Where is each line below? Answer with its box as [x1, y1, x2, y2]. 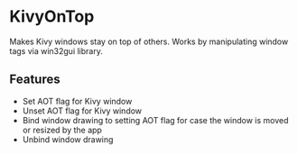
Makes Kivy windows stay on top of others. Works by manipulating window [9, 36, 289, 47]
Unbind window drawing [22, 133, 114, 145]
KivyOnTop [9, 6, 95, 27]
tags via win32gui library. [9, 45, 104, 56]
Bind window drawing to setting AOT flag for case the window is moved [22, 114, 289, 125]
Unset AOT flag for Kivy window [22, 105, 143, 116]
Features [9, 72, 61, 87]
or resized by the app [22, 124, 102, 135]
